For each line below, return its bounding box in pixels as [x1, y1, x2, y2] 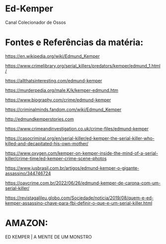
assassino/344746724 [5, 170, 51, 176]
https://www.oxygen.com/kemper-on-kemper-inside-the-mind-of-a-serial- [5, 150, 159, 156]
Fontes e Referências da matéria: [5, 37, 144, 48]
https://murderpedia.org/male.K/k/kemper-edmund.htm [5, 87, 118, 93]
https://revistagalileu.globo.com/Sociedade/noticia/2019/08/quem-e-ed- [5, 194, 154, 201]
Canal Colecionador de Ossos [5, 19, 66, 25]
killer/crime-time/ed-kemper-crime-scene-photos [5, 155, 107, 161]
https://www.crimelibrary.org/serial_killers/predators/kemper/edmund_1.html [5, 62, 161, 68]
